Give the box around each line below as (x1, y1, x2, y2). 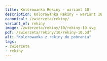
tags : (5, 39, 16, 44)
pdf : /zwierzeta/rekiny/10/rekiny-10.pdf (5, 30, 92, 35)
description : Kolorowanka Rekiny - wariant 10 (5, 12, 103, 17)
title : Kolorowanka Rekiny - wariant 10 (5, 7, 90, 12)
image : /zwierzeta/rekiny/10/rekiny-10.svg (5, 26, 96, 30)
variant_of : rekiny (5, 21, 45, 26)
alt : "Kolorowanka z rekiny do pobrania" (5, 35, 92, 40)
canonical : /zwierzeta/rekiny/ (5, 16, 70, 21)
